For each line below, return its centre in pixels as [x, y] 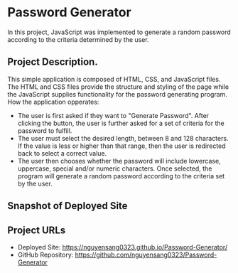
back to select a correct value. [62, 153]
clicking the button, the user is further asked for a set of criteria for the [121, 123]
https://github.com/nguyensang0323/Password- [146, 255]
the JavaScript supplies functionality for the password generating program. [117, 94]
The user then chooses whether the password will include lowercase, [119, 161]
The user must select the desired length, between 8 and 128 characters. [123, 138]
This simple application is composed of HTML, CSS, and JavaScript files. [114, 79]
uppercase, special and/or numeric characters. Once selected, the [115, 168]
